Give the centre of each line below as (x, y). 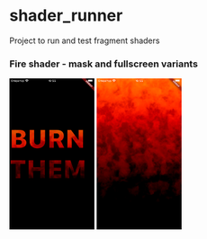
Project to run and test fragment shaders (85, 40)
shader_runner (66, 16)
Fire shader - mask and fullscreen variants (103, 64)
